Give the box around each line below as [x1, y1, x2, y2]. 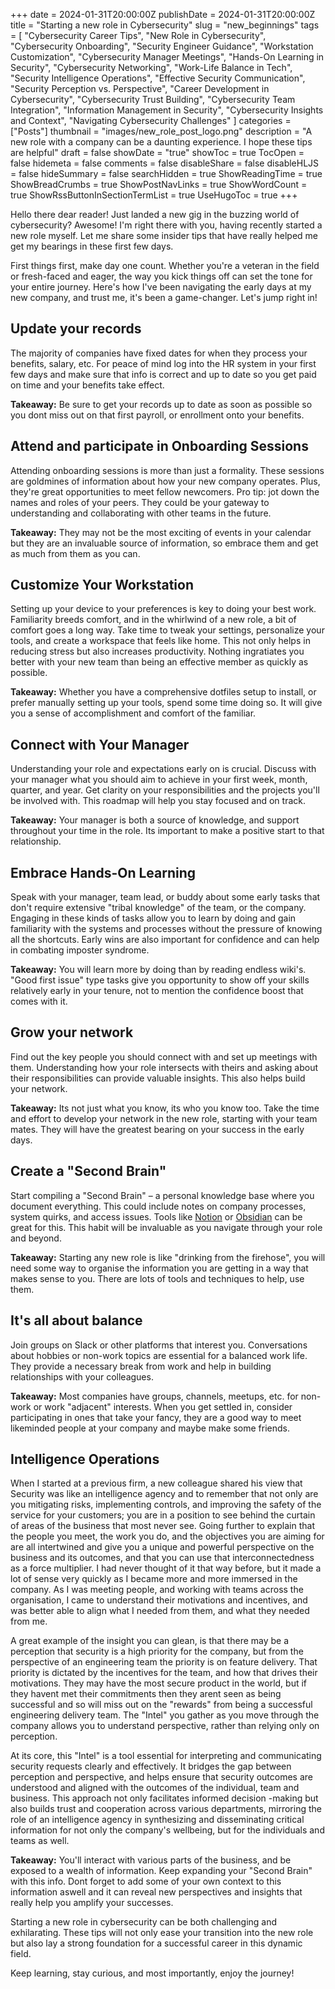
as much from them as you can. [10, 547, 141, 559]
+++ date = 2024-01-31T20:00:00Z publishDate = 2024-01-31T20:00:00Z [10, 9, 316, 20]
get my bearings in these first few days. [10, 240, 174, 252]
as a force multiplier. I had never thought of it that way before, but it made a [10, 1562, 322, 1574]
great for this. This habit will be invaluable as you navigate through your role [10, 1221, 323, 1233]
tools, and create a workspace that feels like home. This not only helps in [10, 635, 311, 647]
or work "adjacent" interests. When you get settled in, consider [33, 1400, 293, 1413]
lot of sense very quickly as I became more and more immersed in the [10, 1573, 298, 1585]
